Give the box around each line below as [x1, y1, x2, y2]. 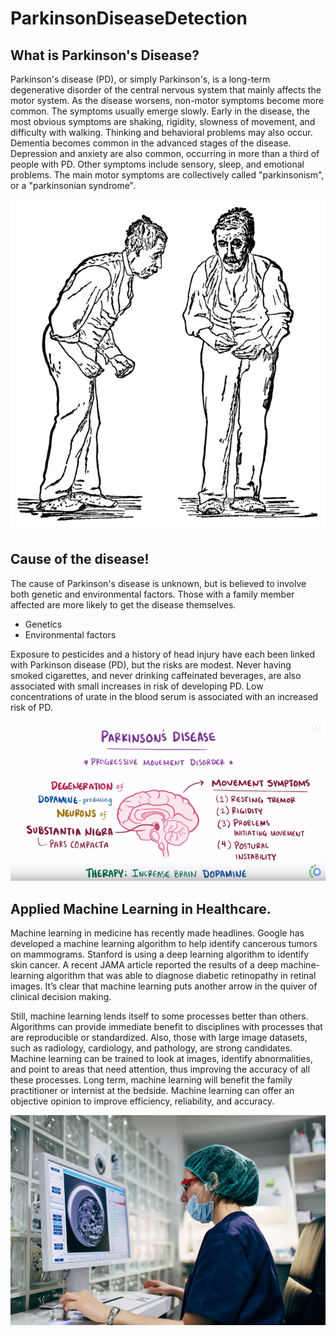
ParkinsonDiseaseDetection [10, 7, 248, 30]
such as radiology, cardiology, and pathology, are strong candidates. [10, 1042, 293, 1054]
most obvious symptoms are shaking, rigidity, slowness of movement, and [10, 116, 316, 127]
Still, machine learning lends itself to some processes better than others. [10, 1010, 309, 1022]
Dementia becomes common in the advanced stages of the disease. [10, 137, 292, 149]
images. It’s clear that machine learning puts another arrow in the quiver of [10, 980, 318, 992]
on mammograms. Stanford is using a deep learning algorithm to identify [10, 948, 310, 960]
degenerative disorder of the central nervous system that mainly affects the [10, 84, 322, 96]
